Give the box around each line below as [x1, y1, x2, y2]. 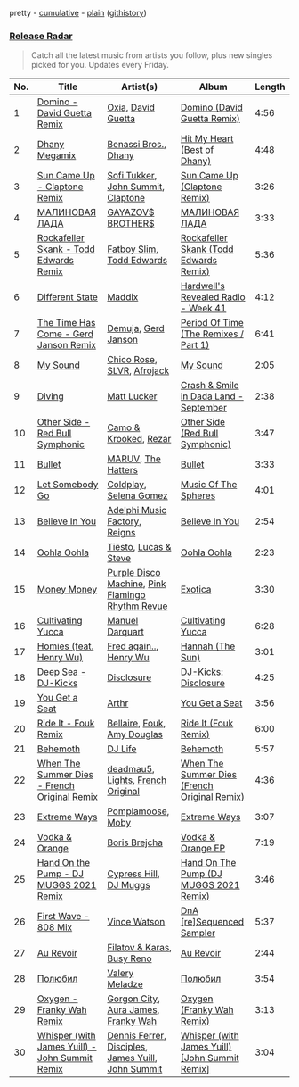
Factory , [106, 515, 142, 527]
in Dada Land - [180, 390, 245, 402]
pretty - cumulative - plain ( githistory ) [9, 8, 147, 18]
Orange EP [180, 842, 225, 855]
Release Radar [9, 29, 73, 42]
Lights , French [106, 774, 167, 786]
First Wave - [36, 910, 91, 923]
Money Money [36, 584, 98, 596]
